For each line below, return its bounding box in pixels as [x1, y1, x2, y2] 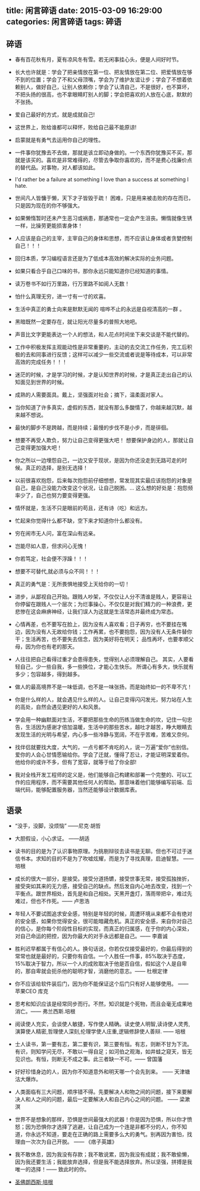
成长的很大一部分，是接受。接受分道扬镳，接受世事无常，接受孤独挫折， [14, 875, 192, 882]
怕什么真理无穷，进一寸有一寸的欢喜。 [14, 293, 109, 300]
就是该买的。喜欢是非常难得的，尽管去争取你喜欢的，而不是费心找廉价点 [14, 157, 192, 164]
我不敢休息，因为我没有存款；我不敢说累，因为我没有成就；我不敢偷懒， [14, 1151, 192, 1158]
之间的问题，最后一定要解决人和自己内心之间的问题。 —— [35, 1096, 179, 1103]
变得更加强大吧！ [20, 444, 62, 451]
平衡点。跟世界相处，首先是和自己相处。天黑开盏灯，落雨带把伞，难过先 [14, 890, 192, 897]
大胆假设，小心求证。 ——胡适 [14, 835, 90, 842]
